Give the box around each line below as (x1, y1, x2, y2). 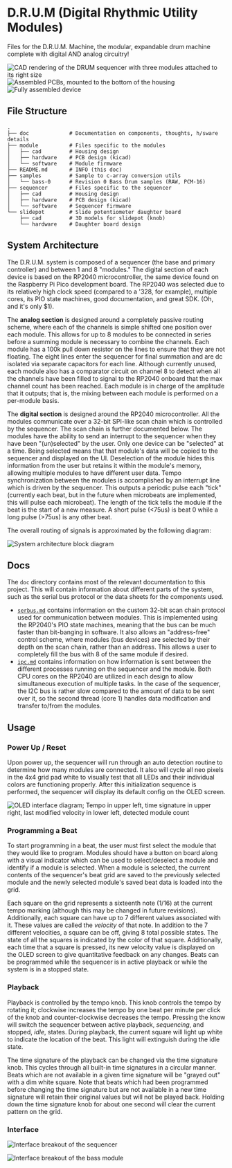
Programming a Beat (7, 825, 78, 835)
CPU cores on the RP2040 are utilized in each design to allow (17, 672, 193, 681)
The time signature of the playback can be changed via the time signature (7, 1056, 218, 1064)
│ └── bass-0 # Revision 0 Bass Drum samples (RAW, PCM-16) (7, 178, 206, 185)
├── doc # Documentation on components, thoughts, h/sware (7, 129, 218, 136)
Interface (7, 1124, 39, 1134)
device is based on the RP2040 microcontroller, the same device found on (7, 272, 220, 281)
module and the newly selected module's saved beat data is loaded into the (7, 878, 223, 887)
